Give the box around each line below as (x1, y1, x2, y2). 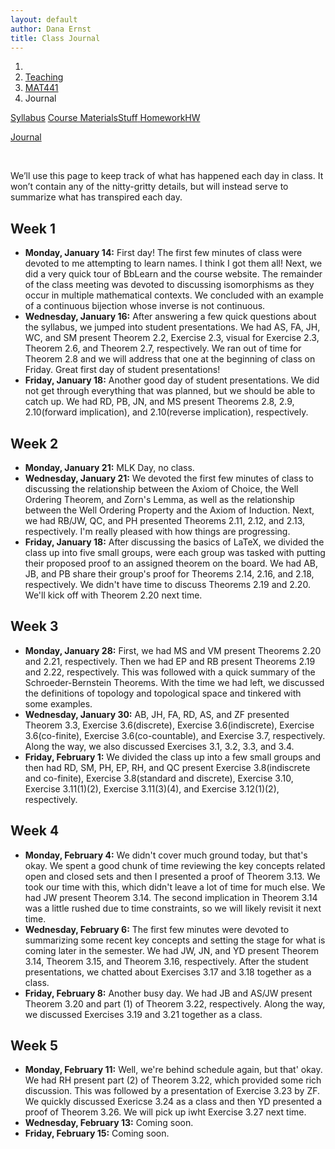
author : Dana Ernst (10, 24, 92, 34)
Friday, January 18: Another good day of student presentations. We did (24, 374, 320, 386)
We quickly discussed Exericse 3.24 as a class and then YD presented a (24, 1096, 323, 1108)
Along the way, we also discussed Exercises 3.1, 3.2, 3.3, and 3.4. (24, 740, 295, 752)
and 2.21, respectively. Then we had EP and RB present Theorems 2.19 (24, 655, 316, 667)
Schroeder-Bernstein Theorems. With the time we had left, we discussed (24, 676, 325, 688)
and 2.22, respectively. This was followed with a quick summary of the (24, 666, 316, 678)
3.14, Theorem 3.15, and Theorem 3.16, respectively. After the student (24, 955, 309, 967)
